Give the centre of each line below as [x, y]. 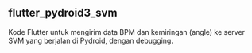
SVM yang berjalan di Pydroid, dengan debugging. [91, 40]
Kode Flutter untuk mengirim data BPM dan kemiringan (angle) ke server [126, 32]
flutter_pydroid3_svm [63, 13]
